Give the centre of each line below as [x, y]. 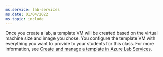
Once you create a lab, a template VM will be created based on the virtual [82, 33]
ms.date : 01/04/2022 [27, 14]
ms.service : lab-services [32, 10]
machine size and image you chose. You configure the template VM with [80, 38]
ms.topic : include [24, 19]
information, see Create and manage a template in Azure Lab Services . [79, 49]
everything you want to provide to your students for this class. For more [80, 44]
